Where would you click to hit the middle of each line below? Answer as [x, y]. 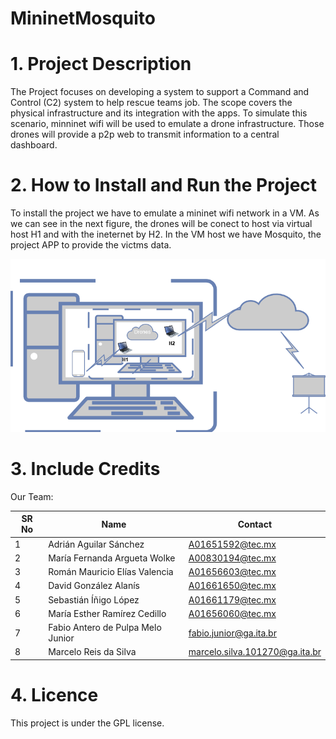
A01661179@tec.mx [232, 599]
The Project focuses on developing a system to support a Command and [160, 92]
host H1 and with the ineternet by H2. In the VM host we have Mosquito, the [166, 234]
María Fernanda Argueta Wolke [112, 558]
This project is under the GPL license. [87, 723]
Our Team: [32, 496]
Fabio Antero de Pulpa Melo [105, 628]
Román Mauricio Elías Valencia [111, 572]
